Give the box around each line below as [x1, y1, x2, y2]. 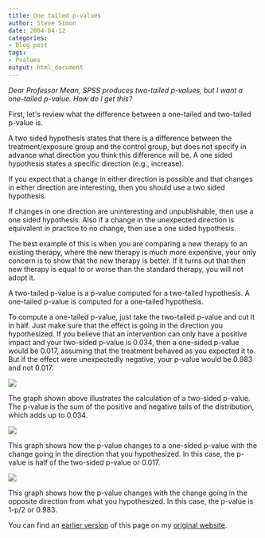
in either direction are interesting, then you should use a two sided [8, 183, 225, 192]
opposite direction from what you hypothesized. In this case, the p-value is [8, 496, 254, 506]
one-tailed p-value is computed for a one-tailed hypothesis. [8, 296, 205, 306]
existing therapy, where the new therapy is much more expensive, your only [8, 247, 257, 257]
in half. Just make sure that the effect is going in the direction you [8, 320, 223, 330]
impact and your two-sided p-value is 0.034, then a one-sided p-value [8, 337, 240, 347]
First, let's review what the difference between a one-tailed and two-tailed [8, 109, 251, 119]
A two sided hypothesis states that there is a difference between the [8, 133, 232, 143]
